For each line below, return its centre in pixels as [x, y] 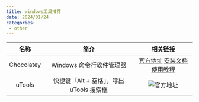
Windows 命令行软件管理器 [89, 65]
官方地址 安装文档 [163, 61]
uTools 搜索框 [89, 90]
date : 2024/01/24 [28, 17]
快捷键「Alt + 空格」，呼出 [89, 81]
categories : [21, 23]
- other [18, 28]
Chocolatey [25, 65]
